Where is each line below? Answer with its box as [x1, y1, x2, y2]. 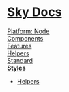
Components [7, 34, 44, 42]
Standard [7, 56, 33, 64]
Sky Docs [7, 4, 62, 20]
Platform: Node [7, 27, 50, 35]
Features [7, 42, 32, 50]
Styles [7, 64, 26, 72]
